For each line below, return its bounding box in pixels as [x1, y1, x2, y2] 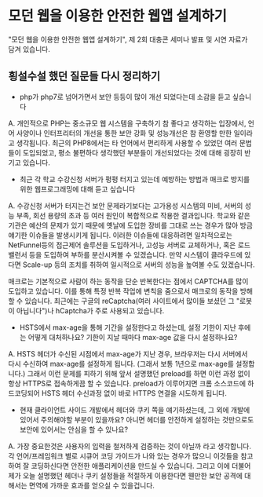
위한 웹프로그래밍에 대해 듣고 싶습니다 [19, 184, 136, 193]
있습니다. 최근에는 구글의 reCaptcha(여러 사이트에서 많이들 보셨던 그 [24, 296, 235, 305]
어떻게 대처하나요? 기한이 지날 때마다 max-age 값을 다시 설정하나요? [27, 332, 238, 342]
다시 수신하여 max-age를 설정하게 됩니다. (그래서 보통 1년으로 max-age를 [8, 359, 234, 368]
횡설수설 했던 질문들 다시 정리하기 [8, 70, 161, 83]
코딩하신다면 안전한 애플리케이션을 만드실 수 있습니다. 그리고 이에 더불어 [31, 461, 251, 470]
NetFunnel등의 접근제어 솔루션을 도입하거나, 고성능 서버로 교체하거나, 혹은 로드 [8, 240, 251, 250]
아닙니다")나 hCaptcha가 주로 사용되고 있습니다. [16, 305, 165, 315]
